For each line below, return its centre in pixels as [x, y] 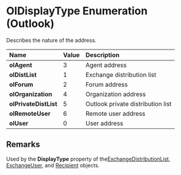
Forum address [107, 84]
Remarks [23, 145]
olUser [19, 123]
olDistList [23, 75]
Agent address [106, 65]
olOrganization [31, 94]
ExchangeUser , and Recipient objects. [53, 165]
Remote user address [116, 113]
